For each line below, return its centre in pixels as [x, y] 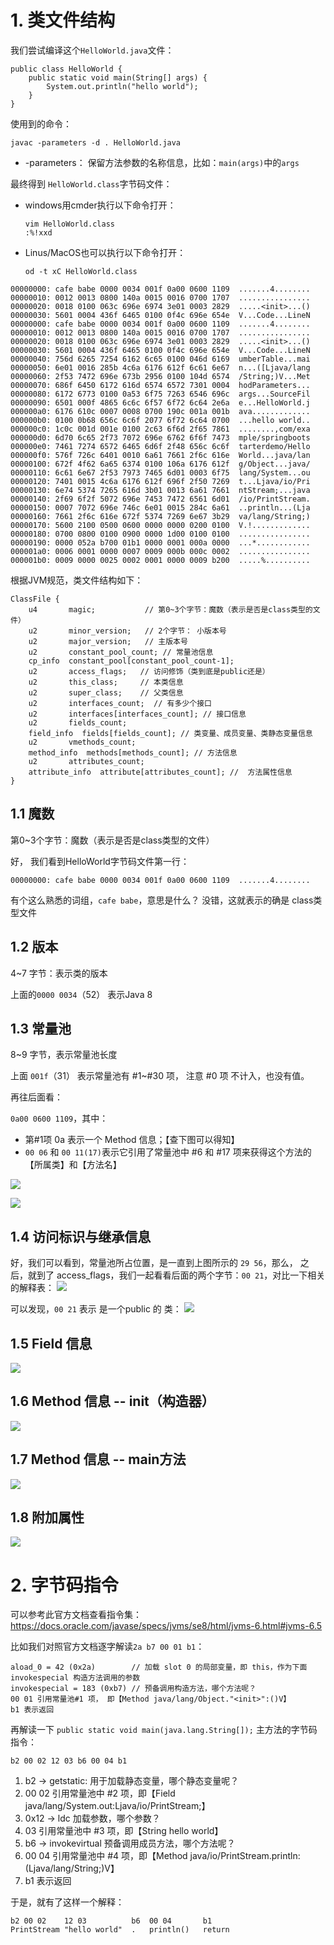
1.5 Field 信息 [51, 1343]
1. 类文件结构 [63, 20]
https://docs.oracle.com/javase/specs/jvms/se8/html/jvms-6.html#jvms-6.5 [166, 1626]
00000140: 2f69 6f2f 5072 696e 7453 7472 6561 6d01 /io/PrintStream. [160, 499]
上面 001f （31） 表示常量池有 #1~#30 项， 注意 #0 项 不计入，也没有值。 [160, 1076]
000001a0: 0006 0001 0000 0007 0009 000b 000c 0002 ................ [160, 551]
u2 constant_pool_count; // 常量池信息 [121, 652]
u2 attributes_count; [86, 761]
